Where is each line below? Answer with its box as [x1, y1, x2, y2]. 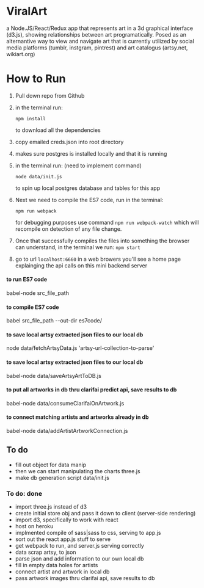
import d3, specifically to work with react [15, 516, 118, 523]
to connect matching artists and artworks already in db [6, 413, 149, 421]
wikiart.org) [6, 50, 35, 57]
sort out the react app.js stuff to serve [15, 535, 111, 543]
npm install [15, 115, 46, 122]
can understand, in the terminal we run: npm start [15, 243, 140, 251]
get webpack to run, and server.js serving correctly [15, 542, 145, 550]
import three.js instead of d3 [15, 503, 87, 510]
